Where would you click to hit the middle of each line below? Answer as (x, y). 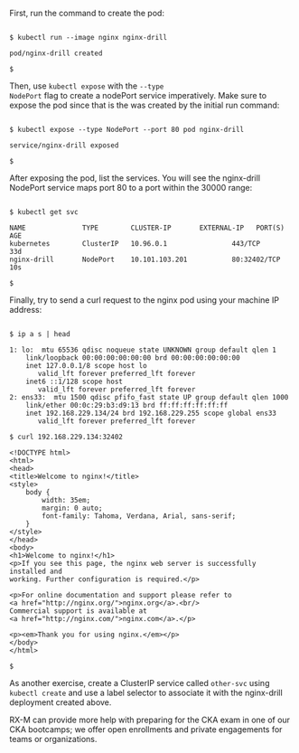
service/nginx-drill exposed (64, 146)
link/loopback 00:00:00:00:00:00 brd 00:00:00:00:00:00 (133, 358)
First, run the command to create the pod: (87, 13)
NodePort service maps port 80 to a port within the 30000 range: (131, 188)
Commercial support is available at (78, 611)
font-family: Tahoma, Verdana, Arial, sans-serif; (139, 516)
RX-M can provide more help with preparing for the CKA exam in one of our (150, 720)
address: (26, 310)
